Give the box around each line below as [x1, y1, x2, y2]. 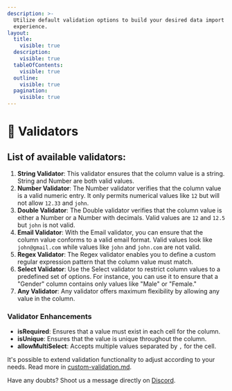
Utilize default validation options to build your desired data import [13, 17, 225, 24]
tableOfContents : [13, 62, 64, 69]
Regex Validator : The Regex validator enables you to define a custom [17, 251, 216, 258]
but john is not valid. [17, 221, 75, 229]
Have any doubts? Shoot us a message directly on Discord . [7, 376, 176, 385]
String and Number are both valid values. [17, 177, 135, 185]
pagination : [13, 87, 48, 94]
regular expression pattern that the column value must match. [17, 257, 194, 266]
